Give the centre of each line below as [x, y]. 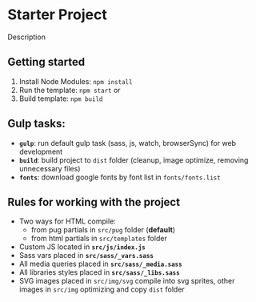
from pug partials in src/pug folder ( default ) [103, 230]
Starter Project [57, 15]
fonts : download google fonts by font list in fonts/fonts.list [120, 177]
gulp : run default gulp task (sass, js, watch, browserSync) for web [128, 143]
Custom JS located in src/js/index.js [82, 247]
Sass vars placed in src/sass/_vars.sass [86, 256]
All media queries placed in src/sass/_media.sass [100, 264]
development [41, 151]
